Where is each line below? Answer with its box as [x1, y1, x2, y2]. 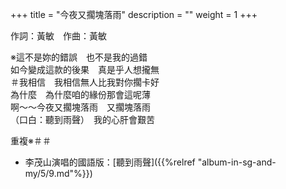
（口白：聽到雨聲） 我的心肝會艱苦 [10, 114, 155, 125]
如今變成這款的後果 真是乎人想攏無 [10, 64, 160, 75]
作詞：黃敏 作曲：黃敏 [10, 30, 107, 42]
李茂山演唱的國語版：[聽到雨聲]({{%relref [24, 156, 196, 168]
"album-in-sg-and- [197, 156, 277, 168]
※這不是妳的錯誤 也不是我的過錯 [10, 51, 148, 63]
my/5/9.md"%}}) [24, 168, 93, 179]
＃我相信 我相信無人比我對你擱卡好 [10, 76, 160, 88]
